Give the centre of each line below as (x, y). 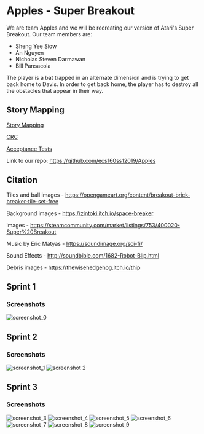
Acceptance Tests (29, 149)
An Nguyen (29, 52)
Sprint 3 (22, 387)
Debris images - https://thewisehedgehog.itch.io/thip (73, 267)
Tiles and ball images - (35, 195)
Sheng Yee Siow (36, 46)
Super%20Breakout (31, 232)
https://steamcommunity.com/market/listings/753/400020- (105, 225)
